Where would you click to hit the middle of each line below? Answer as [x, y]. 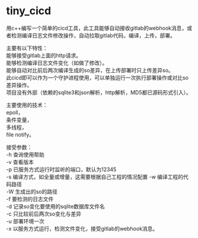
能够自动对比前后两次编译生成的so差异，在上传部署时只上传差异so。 [90, 70]
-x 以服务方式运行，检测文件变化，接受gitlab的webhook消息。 [82, 229]
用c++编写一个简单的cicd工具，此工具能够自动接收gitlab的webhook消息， [97, 28]
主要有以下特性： [27, 48]
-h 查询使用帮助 [25, 155]
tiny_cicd [29, 11]
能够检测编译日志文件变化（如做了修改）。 [57, 63]
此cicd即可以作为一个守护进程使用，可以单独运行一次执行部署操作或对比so [97, 78]
